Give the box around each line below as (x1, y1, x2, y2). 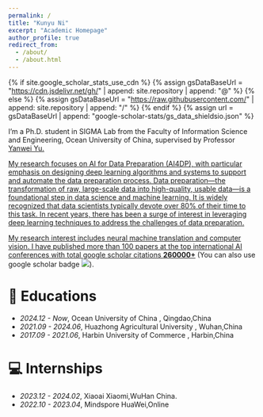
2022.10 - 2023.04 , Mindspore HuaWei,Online (19, 400, 170, 409)
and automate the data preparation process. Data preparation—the (8, 175, 226, 185)
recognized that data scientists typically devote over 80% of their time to (8, 201, 246, 210)
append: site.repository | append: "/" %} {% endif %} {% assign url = (8, 102, 234, 112)
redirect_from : (8, 41, 59, 49)
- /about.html (15, 56, 62, 64)
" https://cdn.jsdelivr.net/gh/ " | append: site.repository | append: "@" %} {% (8, 86, 255, 95)
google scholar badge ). (8, 259, 94, 269)
